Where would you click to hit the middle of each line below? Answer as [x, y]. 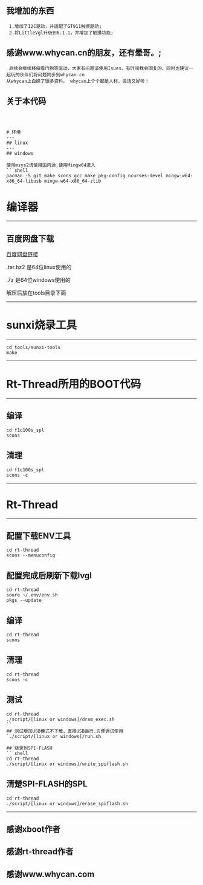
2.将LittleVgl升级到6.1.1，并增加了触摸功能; [61, 33]
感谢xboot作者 [33, 829]
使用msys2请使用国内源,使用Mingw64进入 [51, 165]
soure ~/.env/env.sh [32, 595]
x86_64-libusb [24, 181]
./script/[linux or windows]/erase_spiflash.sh [67, 803]
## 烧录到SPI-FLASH [29, 748]
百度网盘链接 [22, 254]
